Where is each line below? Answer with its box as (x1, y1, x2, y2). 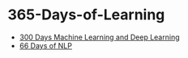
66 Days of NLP (19, 40, 72, 50)
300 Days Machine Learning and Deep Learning (19, 32, 180, 42)
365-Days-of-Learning (7, 6, 165, 24)
